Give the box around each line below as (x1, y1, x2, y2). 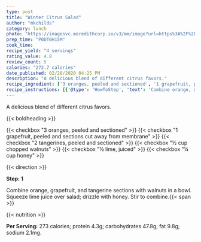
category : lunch (6, 25, 47, 32)
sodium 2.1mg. (6, 229, 42, 236)
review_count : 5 (6, 59, 47, 65)
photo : (6, 31, 23, 37)
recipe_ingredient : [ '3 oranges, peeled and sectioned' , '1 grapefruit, (6, 81, 191, 87)
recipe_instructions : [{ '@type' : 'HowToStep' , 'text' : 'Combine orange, (6, 87, 191, 93)
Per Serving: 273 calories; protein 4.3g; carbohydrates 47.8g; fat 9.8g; (6, 222, 181, 229)
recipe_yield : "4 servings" (6, 48, 77, 54)
